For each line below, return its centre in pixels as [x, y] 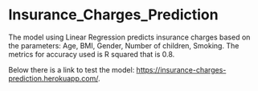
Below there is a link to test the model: [72, 69]
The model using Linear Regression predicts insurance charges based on [129, 37]
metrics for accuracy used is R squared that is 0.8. [92, 54]
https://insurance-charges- [181, 69]
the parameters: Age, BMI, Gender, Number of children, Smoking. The [124, 45]
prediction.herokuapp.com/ [53, 78]
